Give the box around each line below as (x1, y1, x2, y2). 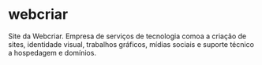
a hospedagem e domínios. (8, 48, 97, 57)
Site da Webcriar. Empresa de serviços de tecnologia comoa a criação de (8, 31, 247, 41)
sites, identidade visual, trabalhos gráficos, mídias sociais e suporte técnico (8, 39, 255, 49)
